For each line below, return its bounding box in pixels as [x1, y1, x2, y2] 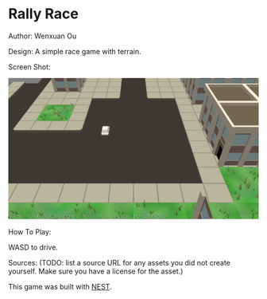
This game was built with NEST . [8, 282, 112, 292]
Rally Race [8, 5, 79, 23]
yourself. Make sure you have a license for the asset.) [8, 266, 184, 276]
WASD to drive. [8, 242, 58, 252]
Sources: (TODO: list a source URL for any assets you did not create [8, 258, 230, 268]
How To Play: [8, 227, 52, 237]
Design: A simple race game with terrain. [8, 46, 141, 56]
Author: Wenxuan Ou [8, 31, 77, 41]
